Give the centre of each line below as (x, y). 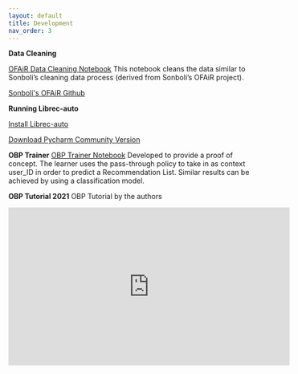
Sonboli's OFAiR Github (47, 93)
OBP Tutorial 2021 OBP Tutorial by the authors (85, 197)
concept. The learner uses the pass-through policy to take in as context (127, 164)
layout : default (35, 16)
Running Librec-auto (43, 108)
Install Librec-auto (39, 124)
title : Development (41, 23)
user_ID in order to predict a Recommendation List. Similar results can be (129, 173)
